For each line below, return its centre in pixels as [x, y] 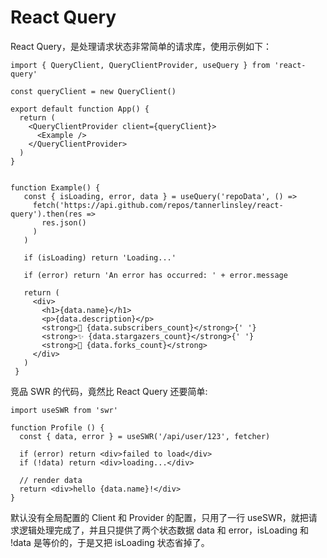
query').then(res [46, 214]
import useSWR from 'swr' [64, 410]
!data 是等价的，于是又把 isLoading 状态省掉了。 [110, 542]
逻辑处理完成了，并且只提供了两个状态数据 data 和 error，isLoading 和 [163, 530]
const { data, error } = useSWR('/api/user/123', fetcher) [145, 436]
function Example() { [55, 187]
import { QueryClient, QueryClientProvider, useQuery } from [140, 65]
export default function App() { [80, 109]
